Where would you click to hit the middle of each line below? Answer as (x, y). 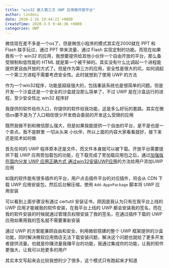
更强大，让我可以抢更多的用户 (36, 250)
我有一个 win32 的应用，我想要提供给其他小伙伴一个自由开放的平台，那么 (81, 56)
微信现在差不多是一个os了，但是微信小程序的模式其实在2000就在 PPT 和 (80, 44)
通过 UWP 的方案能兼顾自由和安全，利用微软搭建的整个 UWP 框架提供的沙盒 (84, 231)
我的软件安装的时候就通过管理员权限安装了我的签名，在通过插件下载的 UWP (84, 214)
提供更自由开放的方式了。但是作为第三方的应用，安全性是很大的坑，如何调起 (84, 69)
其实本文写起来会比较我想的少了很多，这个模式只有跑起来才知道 (71, 260)
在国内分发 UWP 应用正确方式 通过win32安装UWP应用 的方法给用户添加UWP (84, 162)
